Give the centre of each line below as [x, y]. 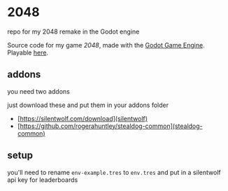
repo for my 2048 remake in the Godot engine [73, 31]
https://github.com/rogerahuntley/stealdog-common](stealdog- [111, 126]
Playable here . [28, 52]
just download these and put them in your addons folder [88, 105]
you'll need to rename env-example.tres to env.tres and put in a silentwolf [114, 172]
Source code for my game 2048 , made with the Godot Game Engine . [106, 45]
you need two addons [38, 91]
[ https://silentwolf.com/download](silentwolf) [83, 118]
